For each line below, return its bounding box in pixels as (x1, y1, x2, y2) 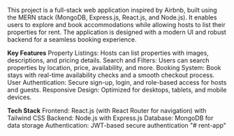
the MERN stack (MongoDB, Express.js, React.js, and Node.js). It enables (7, 13, 217, 22)
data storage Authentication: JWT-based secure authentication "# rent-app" (7, 121, 227, 129)
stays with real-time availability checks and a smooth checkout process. (7, 71, 215, 79)
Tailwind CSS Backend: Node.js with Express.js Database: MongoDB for (7, 114, 214, 122)
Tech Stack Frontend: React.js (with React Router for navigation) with (7, 107, 207, 114)
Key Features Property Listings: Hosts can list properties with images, (7, 49, 210, 57)
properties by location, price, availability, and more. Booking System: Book (7, 64, 221, 71)
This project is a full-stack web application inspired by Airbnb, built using (7, 6, 218, 14)
